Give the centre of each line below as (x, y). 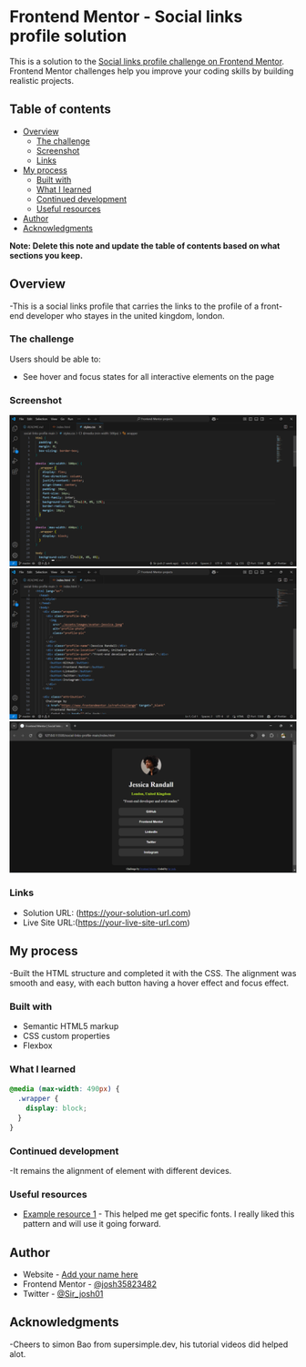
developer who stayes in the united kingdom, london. (125, 315)
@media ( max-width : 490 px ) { (65, 1089)
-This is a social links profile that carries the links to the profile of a (134, 306)
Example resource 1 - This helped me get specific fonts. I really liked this (158, 1214)
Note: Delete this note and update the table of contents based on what (145, 245)
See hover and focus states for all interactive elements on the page (148, 376)
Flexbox (37, 1046)
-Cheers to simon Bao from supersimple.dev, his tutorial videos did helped (149, 1344)
